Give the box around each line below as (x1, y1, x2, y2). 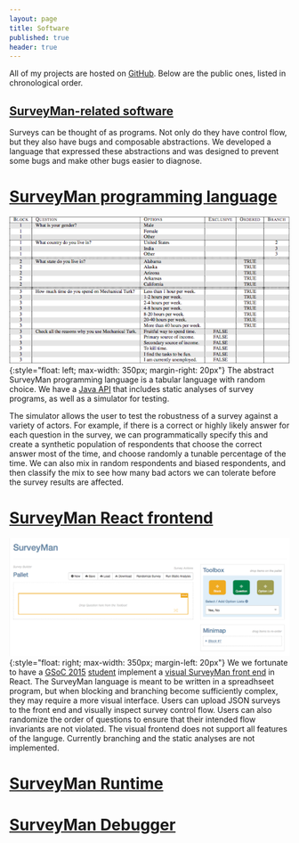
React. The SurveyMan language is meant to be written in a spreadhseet (9, 676, 274, 687)
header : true (9, 43, 58, 52)
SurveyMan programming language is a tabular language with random (9, 374, 265, 385)
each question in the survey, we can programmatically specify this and (9, 430, 269, 440)
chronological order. (9, 78, 84, 88)
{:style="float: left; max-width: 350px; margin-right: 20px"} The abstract (9, 365, 274, 376)
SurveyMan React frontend (9, 508, 214, 528)
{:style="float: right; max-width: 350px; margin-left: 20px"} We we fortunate (9, 658, 288, 668)
